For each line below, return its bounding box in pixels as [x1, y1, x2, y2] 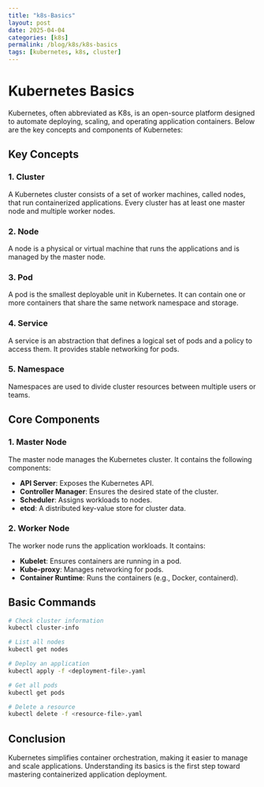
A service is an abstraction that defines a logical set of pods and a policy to [8, 336, 253, 345]
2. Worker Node [8, 523, 70, 534]
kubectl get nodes [8, 646, 69, 654]
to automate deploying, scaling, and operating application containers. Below [8, 116, 255, 126]
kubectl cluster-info [8, 624, 80, 632]
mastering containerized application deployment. [8, 770, 168, 779]
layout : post [8, 19, 51, 27]
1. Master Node [8, 437, 67, 448]
